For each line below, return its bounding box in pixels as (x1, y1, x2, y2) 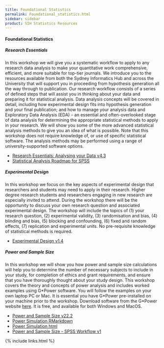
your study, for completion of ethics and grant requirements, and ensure (5, 272, 151, 278)
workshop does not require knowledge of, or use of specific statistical (5, 133, 146, 138)
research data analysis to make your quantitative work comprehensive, (5, 65, 148, 71)
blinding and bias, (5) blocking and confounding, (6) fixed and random (5, 218, 147, 224)
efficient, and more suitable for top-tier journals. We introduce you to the (5, 70, 152, 76)
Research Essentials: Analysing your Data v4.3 (12, 153, 106, 159)
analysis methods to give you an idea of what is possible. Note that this (5, 127, 148, 133)
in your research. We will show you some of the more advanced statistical (5, 122, 154, 128)
